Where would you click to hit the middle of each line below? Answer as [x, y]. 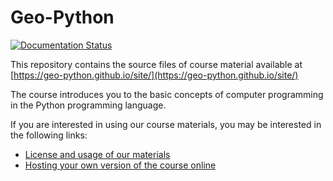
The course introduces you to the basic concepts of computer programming [167, 94]
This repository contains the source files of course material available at [156, 64]
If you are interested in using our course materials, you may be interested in [166, 124]
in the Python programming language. [88, 105]
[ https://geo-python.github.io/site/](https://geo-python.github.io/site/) [154, 75]
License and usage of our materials [97, 154]
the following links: [49, 135]
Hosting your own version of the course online [120, 165]
